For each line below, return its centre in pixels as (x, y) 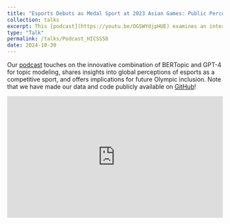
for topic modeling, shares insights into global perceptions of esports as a (111, 72)
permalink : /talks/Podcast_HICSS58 (58, 39)
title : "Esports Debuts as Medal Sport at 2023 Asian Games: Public (107, 13)
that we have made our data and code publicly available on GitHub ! (102, 87)
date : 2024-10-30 (32, 45)
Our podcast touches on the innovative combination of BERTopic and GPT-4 (114, 65)
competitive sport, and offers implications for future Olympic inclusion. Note (114, 79)
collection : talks (33, 20)
